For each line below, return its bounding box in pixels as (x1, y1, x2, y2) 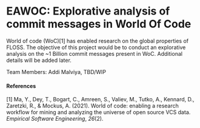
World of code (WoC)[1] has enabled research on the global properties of (6, 37, 189, 44)
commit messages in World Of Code (6, 17, 192, 31)
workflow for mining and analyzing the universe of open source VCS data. (6, 109, 191, 116)
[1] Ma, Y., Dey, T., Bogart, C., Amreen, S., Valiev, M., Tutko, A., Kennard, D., (6, 96, 195, 103)
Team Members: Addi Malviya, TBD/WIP (6, 68, 107, 75)
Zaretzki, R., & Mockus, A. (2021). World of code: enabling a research (6, 102, 179, 110)
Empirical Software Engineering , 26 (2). (6, 115, 104, 123)
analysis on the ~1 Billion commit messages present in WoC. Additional (6, 50, 183, 57)
